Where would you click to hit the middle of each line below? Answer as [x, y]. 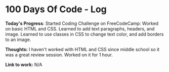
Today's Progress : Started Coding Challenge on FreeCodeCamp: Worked [82, 23]
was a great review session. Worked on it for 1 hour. [59, 55]
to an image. [18, 40]
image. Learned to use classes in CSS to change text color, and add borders [85, 34]
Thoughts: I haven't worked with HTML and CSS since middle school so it [82, 49]
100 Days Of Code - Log [56, 9]
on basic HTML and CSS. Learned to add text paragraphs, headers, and [80, 28]
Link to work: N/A [24, 64]
